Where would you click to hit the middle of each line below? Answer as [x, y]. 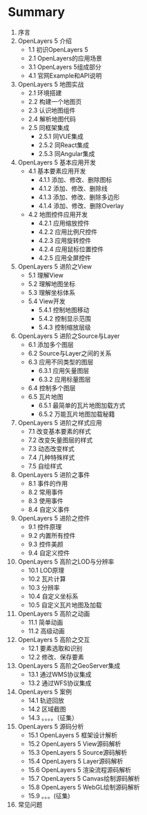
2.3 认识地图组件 [52, 110]
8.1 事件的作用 [48, 483]
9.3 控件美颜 [46, 544]
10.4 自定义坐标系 [53, 596]
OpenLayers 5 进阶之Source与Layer [69, 336]
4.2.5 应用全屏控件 [65, 258]
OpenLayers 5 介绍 [45, 41]
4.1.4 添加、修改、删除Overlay [81, 205]
